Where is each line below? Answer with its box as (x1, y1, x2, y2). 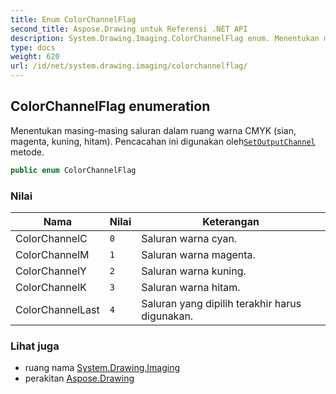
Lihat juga (10, 339, 60, 353)
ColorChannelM (15, 247, 90, 261)
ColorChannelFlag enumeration (10, 98, 211, 115)
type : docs (10, 42, 56, 53)
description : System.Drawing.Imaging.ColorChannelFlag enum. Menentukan (10, 33, 320, 43)
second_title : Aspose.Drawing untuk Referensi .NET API (10, 24, 248, 34)
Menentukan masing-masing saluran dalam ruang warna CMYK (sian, (10, 124, 297, 136)
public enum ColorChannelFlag (10, 165, 137, 175)
